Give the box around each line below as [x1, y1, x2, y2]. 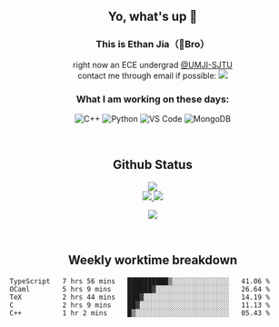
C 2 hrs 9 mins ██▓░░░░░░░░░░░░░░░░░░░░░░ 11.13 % [9, 301, 271, 310]
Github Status [113, 157, 193, 173]
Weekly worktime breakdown [67, 253, 238, 268]
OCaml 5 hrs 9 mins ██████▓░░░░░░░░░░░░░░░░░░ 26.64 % [9, 284, 271, 293]
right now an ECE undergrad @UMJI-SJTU [72, 59, 234, 70]
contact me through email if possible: [76, 70, 217, 81]
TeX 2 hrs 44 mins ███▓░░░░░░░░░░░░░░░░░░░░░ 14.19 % [9, 292, 271, 302]
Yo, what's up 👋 [107, 9, 198, 25]
